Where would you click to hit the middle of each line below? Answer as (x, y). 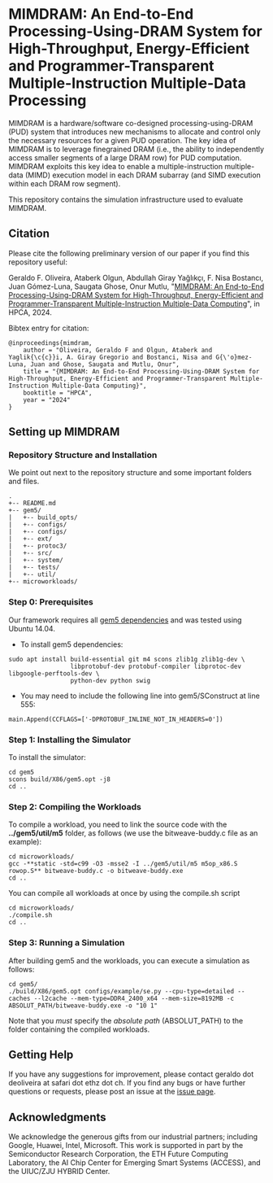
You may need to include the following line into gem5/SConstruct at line (140, 696)
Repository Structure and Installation (83, 455)
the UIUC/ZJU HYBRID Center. (59, 1172)
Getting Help (41, 1055)
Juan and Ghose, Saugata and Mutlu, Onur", (105, 364)
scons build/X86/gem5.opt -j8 (60, 779)
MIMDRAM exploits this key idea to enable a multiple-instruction (116, 166)
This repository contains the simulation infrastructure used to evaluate (126, 199)
